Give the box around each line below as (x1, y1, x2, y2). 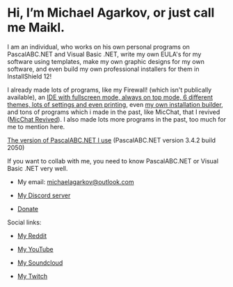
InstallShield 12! (7, 72, 52, 81)
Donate (17, 204, 39, 213)
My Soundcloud (17, 259, 63, 267)
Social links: (7, 218, 42, 227)
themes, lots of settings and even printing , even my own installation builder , (7, 100, 224, 108)
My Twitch (17, 272, 48, 280)
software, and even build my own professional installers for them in (7, 65, 200, 73)
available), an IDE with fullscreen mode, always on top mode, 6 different (7, 92, 214, 101)
